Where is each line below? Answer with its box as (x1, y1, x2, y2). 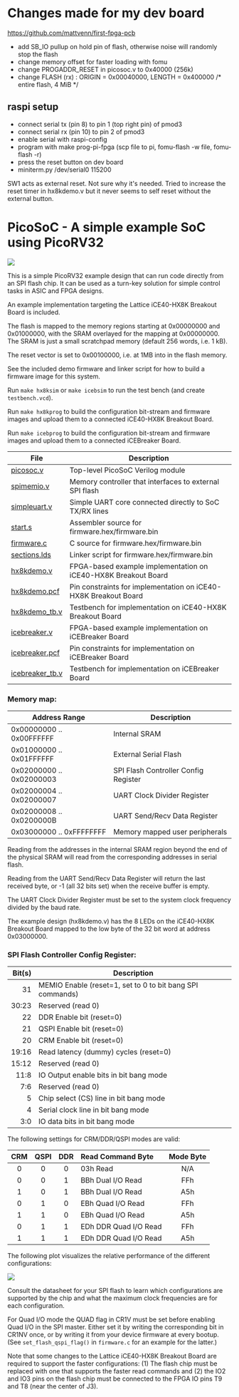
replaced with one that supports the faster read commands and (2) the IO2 (7, 1367, 226, 1376)
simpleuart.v (11, 501, 53, 511)
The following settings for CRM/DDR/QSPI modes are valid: (7, 1135, 181, 1143)
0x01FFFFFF (11, 753, 55, 763)
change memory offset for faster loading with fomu (17, 57, 168, 66)
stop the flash (17, 50, 58, 58)
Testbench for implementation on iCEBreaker (69, 664, 220, 674)
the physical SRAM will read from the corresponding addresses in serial (7, 852, 218, 861)
